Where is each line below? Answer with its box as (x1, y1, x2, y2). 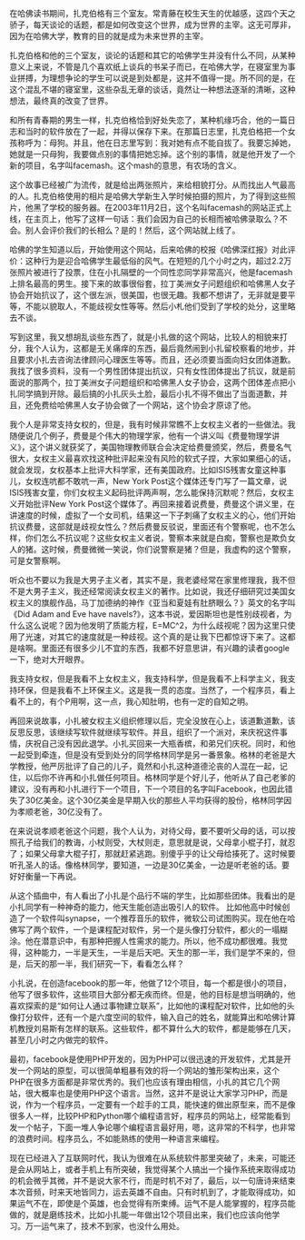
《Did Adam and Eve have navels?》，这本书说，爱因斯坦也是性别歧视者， (9, 609, 284, 620)
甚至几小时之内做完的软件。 (9, 1035, 113, 1045)
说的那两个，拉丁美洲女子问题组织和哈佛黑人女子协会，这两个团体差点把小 (16, 377, 296, 388)
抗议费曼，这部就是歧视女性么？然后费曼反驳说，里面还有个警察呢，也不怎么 (9, 521, 296, 531)
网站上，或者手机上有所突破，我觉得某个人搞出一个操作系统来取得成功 (33, 1164, 296, 1175)
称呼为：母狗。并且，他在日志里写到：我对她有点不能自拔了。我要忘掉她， (16, 137, 296, 148)
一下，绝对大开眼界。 (9, 654, 89, 665)
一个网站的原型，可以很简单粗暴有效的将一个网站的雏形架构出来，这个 (16, 1066, 280, 1076)
